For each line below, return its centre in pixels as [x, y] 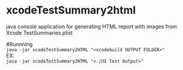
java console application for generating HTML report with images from [91, 26]
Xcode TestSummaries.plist [39, 32]
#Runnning [19, 44]
